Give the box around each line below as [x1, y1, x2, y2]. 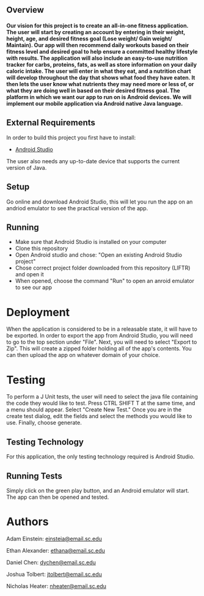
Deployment [6, 305, 70, 319]
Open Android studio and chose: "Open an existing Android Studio [15, 251, 182, 259]
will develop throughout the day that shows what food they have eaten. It [6, 73, 195, 81]
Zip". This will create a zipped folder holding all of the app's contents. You [6, 345, 192, 352]
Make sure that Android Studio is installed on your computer [15, 238, 167, 246]
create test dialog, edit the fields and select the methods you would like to [6, 413, 192, 420]
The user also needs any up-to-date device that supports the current [6, 157, 180, 164]
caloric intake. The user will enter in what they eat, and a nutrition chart [6, 67, 191, 75]
